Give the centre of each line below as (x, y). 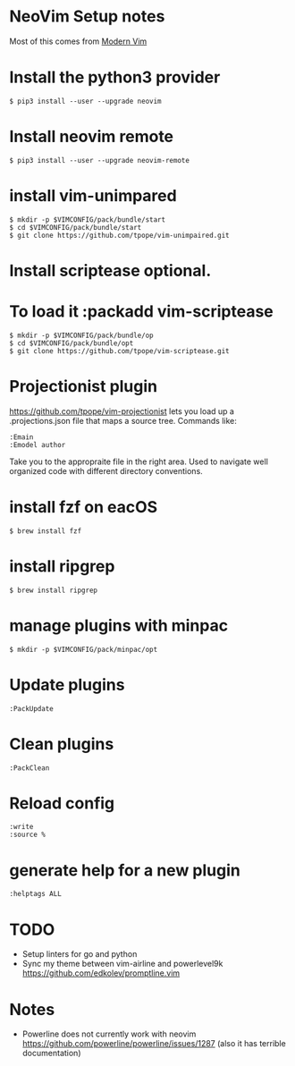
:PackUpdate (31, 708)
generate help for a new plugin (125, 870)
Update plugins (67, 685)
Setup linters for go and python (80, 954)
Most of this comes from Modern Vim (78, 41)
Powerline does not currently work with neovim (109, 1034)
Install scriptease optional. (110, 271)
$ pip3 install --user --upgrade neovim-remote (100, 160)
